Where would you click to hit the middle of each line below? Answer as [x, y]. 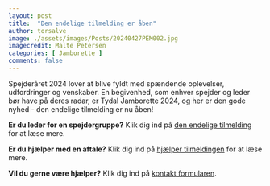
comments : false [35, 61]
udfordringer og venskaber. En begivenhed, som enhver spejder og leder [129, 92]
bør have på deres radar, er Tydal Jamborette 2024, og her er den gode [127, 101]
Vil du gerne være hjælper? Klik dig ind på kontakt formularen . [112, 173]
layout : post [30, 16]
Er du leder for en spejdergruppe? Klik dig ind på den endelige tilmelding [130, 125]
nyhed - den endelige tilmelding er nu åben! [81, 109]
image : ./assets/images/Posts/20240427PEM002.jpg [93, 38]
